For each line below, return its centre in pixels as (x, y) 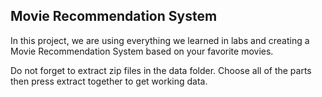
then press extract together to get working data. (109, 81)
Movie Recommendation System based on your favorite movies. (142, 51)
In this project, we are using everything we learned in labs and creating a (160, 40)
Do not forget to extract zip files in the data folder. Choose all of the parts (161, 70)
